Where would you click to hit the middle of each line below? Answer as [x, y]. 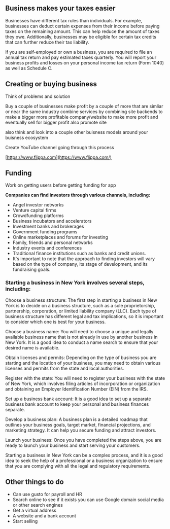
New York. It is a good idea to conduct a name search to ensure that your [82, 342]
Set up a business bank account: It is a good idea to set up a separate [78, 399]
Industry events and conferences [47, 248]
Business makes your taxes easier [60, 8]
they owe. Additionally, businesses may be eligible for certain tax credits [81, 37]
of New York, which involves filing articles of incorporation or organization [83, 383]
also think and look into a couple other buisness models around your [77, 132]
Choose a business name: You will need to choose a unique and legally [79, 331]
